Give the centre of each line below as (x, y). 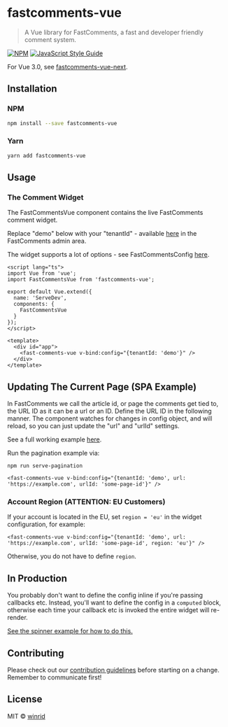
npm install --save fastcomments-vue (62, 123)
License (25, 699)
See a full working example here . (55, 439)
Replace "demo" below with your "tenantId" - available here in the (102, 234)
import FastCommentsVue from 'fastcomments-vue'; (81, 280)
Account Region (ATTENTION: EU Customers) (86, 502)
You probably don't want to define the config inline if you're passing (105, 595)
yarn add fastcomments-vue (47, 155)
